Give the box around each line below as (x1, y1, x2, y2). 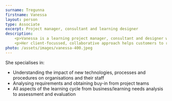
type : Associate (5, 21, 40, 27)
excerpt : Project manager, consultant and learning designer (5, 27, 139, 32)
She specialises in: (5, 59, 45, 65)
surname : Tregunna (5, 7, 45, 13)
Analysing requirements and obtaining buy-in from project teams (12, 80, 149, 86)
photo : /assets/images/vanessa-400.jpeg (5, 45, 93, 50)
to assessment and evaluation (12, 91, 76, 97)
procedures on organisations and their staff (12, 74, 104, 81)
